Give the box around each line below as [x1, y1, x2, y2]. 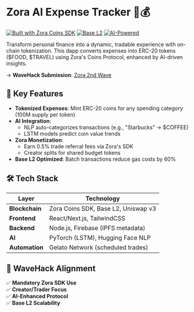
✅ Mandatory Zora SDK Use [6, 279, 76, 286]
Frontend [9, 214, 36, 222]
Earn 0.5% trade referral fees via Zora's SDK [23, 142, 134, 150]
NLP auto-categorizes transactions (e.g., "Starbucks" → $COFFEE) [23, 124, 189, 131]
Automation [9, 243, 44, 252]
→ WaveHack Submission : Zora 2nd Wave [6, 71, 112, 78]
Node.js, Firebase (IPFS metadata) [49, 224, 146, 232]
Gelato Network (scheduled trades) [49, 243, 149, 252]
